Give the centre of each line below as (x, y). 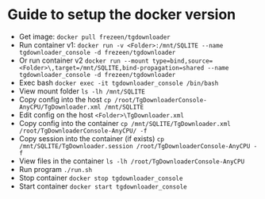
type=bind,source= (183, 61)
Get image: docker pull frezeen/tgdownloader (95, 36)
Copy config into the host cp (65, 99)
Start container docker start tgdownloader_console (103, 186)
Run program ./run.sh (56, 169)
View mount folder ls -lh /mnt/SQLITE (82, 91)
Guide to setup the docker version (122, 15)
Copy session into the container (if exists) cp (91, 138)
